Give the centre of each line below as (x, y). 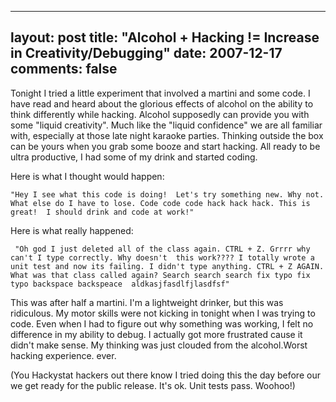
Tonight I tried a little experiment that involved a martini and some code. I (160, 93)
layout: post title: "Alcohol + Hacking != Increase (165, 37)
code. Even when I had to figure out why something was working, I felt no (162, 323)
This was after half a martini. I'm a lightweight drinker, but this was (147, 302)
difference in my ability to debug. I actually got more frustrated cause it (156, 334)
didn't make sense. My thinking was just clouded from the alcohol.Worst (159, 345)
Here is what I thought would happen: (87, 176)
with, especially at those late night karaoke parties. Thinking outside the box (167, 135)
